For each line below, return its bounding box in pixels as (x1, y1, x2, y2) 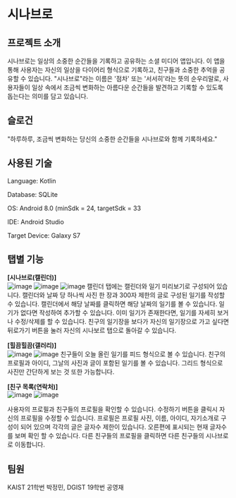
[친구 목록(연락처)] (7, 382, 58, 391)
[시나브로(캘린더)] (7, 273, 57, 282)
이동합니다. (14, 440, 46, 449)
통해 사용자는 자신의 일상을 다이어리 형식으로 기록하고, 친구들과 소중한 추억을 (7, 66, 218, 74)
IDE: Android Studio (7, 217, 65, 226)
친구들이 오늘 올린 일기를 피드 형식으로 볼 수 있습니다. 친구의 (60, 350, 225, 358)
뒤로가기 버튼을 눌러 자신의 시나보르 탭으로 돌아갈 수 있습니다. (7, 326, 177, 335)
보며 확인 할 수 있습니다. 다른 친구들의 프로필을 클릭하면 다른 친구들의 (14, 432, 204, 440)
